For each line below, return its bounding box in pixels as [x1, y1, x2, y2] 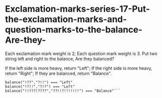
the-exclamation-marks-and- [5, 14, 127, 25]
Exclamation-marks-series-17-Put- [5, 3, 150, 15]
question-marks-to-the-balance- [5, 24, 143, 35]
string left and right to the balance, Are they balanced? [5, 56, 114, 61]
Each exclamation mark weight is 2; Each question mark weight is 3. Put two [5, 50, 158, 57]
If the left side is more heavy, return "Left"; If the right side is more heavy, [5, 65, 152, 71]
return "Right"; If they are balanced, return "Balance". [5, 70, 112, 76]
